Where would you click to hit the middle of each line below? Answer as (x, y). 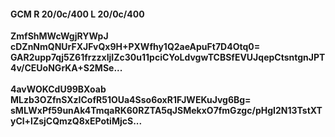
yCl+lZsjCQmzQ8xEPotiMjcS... (76, 121)
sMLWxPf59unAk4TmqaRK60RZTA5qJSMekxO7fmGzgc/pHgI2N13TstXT (166, 111)
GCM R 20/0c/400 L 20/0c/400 (77, 14)
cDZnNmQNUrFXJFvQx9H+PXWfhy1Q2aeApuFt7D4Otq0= (135, 47)
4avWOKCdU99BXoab (58, 89)
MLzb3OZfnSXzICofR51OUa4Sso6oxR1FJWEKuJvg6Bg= (131, 100)
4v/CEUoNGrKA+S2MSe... (66, 68)
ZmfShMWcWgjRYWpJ (59, 36)
